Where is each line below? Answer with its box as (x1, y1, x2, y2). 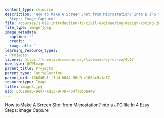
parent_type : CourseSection (5, 71, 62, 76)
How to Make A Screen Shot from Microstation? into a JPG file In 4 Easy (5, 102, 150, 108)
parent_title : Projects (5, 66, 54, 71)
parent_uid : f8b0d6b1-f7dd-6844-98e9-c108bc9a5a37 (5, 75, 110, 80)
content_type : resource (5, 7, 54, 12)
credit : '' (9, 39, 32, 44)
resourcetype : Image (5, 79, 47, 84)
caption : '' (9, 35, 34, 39)
